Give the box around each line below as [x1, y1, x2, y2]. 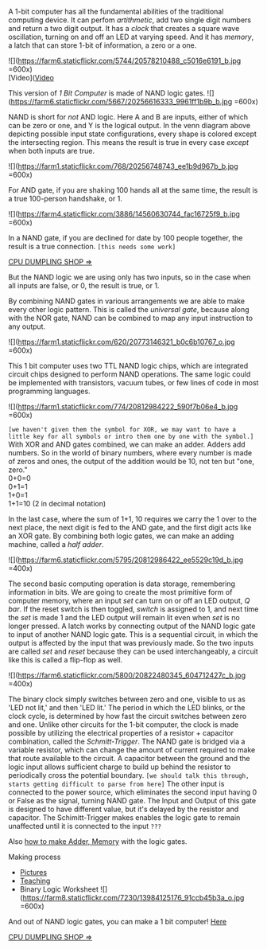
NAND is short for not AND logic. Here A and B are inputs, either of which [8, 112, 249, 122]
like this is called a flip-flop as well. [8, 655, 123, 664]
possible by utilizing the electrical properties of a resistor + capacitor [8, 728, 234, 737]
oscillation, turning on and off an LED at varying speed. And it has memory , [8, 32, 254, 41]
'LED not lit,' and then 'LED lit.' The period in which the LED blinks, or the [8, 703, 246, 712]
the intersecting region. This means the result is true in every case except [8, 138, 249, 146]
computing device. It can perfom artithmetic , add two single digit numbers [8, 15, 252, 25]
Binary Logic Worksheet [19, 885, 99, 894]
